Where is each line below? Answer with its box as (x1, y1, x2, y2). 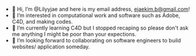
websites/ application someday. (11, 43, 90, 50)
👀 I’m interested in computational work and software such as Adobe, (11, 12, 180, 19)
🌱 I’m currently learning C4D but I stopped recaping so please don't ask (11, 24, 189, 31)
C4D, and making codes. (11, 18, 73, 25)
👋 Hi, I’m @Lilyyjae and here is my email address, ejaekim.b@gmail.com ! (11, 6, 190, 12)
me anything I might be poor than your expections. (11, 31, 136, 38)
